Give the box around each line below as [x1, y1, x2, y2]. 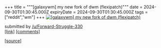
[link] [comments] [4, 29, 40, 34]
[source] [4, 38, 22, 44]
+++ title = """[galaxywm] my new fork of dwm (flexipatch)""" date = [4, 4, 143, 10]
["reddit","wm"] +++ [4, 14, 45, 20]
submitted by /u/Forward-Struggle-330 [4, 24, 83, 29]
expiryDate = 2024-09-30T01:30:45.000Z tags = [50, 9, 148, 15]
